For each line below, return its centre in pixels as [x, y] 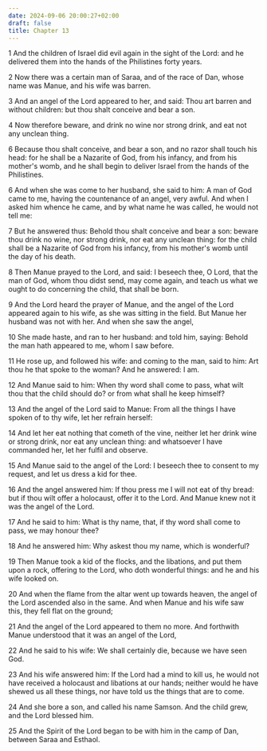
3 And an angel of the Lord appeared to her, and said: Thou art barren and [130, 102]
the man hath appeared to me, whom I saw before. [91, 346]
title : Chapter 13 [39, 30]
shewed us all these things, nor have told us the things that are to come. [126, 692]
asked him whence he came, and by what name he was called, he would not [133, 207]
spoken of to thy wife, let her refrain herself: [80, 417]
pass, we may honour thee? [54, 531]
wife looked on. [33, 579]
